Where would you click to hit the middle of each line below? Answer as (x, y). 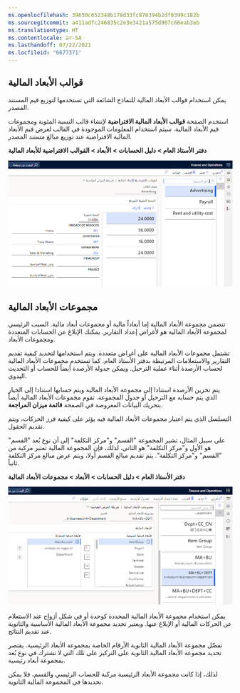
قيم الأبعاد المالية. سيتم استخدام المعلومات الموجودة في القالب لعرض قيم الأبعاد (114, 129)
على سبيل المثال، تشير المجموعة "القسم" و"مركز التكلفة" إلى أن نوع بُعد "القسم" (117, 440)
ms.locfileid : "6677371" (45, 53)
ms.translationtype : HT (43, 30)
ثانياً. (14, 463)
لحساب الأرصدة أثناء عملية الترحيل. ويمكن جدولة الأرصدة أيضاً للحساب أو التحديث (115, 369)
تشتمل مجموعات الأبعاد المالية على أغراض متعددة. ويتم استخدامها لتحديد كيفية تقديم (119, 353)
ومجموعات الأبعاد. (32, 339)
